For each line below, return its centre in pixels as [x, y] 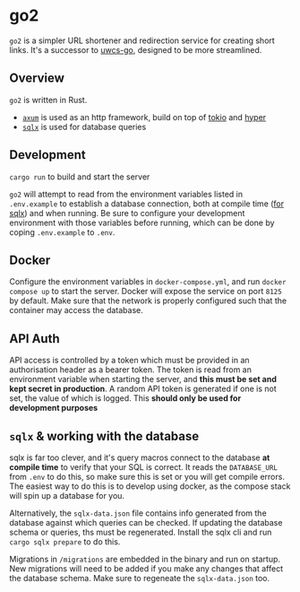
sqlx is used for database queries [84, 126]
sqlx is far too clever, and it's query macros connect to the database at [140, 457]
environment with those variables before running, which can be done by [142, 222]
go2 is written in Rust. [48, 100]
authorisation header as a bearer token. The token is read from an [131, 370]
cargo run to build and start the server [80, 177]
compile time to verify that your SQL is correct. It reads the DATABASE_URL [144, 467]
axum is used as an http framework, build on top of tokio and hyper [144, 117]
